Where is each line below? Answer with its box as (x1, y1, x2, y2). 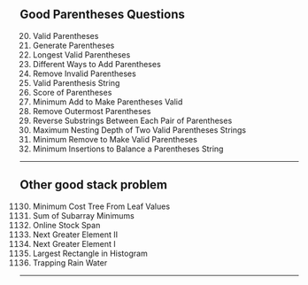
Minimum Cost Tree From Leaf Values (32, 201, 171, 212)
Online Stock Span (32, 220, 101, 230)
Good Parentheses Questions (19, 7, 185, 22)
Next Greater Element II (32, 229, 119, 240)
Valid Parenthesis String (32, 77, 120, 88)
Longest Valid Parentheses (32, 49, 131, 60)
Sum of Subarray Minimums (32, 210, 135, 220)
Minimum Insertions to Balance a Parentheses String (32, 143, 224, 154)
